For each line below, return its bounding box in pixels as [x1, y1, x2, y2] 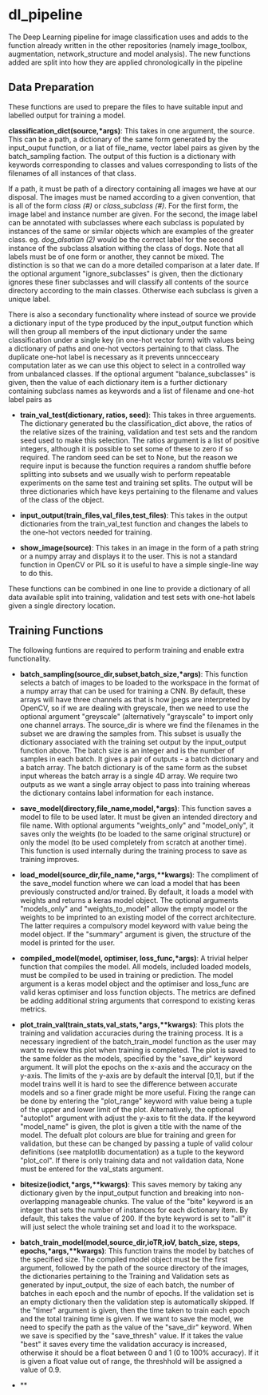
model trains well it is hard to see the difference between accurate [19, 1079, 238, 1088]
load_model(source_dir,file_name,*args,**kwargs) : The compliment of [19, 869, 259, 880]
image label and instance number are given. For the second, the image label [8, 209, 258, 219]
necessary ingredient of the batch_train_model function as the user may [19, 1036, 257, 1046]
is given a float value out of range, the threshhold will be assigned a [19, 1356, 242, 1365]
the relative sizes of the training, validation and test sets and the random [19, 427, 258, 436]
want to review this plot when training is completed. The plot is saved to [19, 1045, 257, 1055]
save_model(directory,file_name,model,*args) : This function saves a [19, 803, 252, 813]
